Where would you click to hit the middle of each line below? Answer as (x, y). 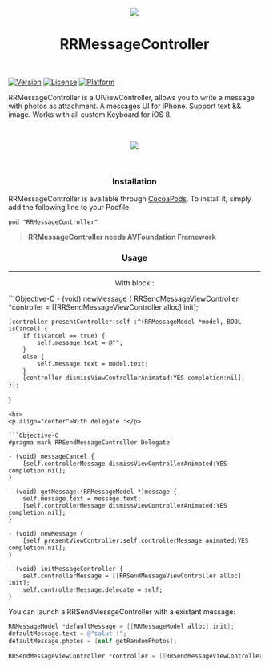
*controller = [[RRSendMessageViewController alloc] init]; (103, 307)
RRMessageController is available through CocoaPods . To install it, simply (130, 199)
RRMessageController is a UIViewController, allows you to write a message (131, 97)
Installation (134, 181)
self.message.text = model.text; (93, 364)
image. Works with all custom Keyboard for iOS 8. (90, 114)
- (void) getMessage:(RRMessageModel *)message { (93, 492)
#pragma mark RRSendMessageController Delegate (89, 442)
